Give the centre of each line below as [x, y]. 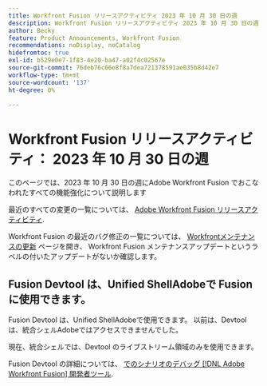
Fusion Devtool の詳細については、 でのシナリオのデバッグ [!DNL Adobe [127, 364]
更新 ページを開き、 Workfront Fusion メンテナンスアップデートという [137, 247]
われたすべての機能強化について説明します [78, 193]
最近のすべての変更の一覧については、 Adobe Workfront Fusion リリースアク [133, 209]
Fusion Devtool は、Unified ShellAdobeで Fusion [131, 284]
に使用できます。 [50, 299]
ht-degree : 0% [32, 90]
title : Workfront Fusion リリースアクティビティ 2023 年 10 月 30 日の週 [123, 16]
